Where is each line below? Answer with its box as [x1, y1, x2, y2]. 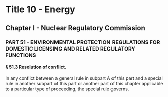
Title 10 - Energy [5, 4, 76, 15]
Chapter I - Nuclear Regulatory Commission [5, 24, 145, 32]
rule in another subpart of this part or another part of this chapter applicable [5, 80, 163, 86]
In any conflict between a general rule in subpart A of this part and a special [5, 75, 163, 81]
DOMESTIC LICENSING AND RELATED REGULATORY [5, 45, 135, 52]
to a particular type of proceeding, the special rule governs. [5, 86, 129, 92]
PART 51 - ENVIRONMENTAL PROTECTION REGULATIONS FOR [5, 39, 160, 46]
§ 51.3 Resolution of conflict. [5, 64, 67, 70]
